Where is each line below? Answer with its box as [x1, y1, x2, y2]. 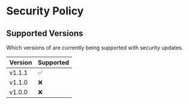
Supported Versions [6, 28, 83, 38]
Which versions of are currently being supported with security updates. [6, 44, 184, 51]
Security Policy [6, 4, 84, 18]
